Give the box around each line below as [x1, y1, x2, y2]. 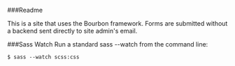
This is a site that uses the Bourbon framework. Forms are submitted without [7, 19, 228, 27]
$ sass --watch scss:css [7, 53, 80, 60]
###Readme [7, 6, 43, 14]
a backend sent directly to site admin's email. [7, 27, 138, 35]
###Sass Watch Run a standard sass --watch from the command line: [7, 40, 208, 48]
